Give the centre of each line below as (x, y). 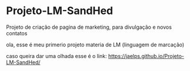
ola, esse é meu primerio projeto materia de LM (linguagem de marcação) (95, 45)
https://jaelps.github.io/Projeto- (146, 56)
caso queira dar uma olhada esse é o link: (56, 56)
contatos (17, 33)
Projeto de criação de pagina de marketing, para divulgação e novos (89, 27)
